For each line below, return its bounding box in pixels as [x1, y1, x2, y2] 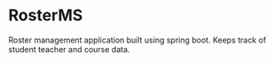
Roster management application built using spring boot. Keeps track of [8, 35, 267, 45]
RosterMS [8, 5, 83, 26]
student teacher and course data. [8, 43, 130, 54]
